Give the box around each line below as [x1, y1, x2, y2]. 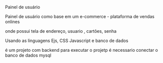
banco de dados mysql [5, 52, 52, 58]
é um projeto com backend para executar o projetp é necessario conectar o [5, 47, 158, 53]
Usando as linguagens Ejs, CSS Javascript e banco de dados [5, 38, 129, 43]
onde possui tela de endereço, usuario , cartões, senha [5, 28, 117, 34]
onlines [5, 19, 20, 24]
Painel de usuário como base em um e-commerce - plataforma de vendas [5, 14, 155, 19]
